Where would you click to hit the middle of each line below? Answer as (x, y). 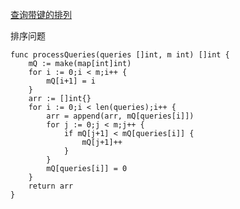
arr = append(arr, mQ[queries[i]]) (120, 116)
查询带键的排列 (41, 14)
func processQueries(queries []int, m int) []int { (120, 55)
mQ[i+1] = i (71, 81)
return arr (51, 186)
